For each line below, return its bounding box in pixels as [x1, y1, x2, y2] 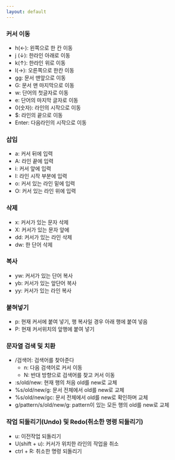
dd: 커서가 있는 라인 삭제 [14, 234, 73, 241]
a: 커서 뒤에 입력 [14, 150, 53, 157]
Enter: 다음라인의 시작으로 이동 [14, 119, 87, 126]
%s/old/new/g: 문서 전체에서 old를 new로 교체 [14, 387, 125, 394]
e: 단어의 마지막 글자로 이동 [14, 96, 79, 103]
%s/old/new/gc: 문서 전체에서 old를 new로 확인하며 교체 [14, 394, 148, 401]
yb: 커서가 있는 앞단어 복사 [14, 279, 77, 287]
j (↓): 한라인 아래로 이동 [14, 51, 70, 59]
